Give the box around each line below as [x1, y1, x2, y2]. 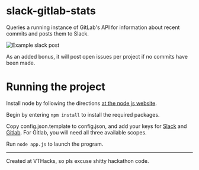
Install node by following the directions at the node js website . [6, 100, 157, 107]
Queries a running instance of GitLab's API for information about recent [6, 24, 180, 31]
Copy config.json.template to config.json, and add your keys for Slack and [6, 123, 187, 130]
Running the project [6, 80, 105, 94]
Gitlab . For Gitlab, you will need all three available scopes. [6, 129, 147, 136]
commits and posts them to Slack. [6, 30, 89, 37]
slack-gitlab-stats [6, 4, 96, 18]
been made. [6, 59, 36, 66]
